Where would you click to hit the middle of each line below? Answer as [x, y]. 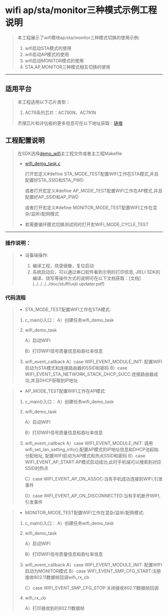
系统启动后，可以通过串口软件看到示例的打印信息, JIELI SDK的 [96, 272]
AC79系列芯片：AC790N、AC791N [60, 112]
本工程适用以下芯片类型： [44, 102]
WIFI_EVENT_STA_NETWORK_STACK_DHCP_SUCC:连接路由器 [89, 374]
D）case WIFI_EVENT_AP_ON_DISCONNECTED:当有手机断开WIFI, [93, 496]
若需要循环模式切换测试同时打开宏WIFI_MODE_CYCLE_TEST [87, 224]
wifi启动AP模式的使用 [47, 54]
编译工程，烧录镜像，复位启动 [63, 265]
